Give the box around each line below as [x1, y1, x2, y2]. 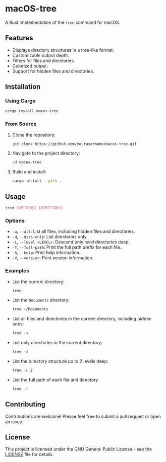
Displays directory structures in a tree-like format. [12, 47, 114, 53]
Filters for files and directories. [12, 58, 75, 64]
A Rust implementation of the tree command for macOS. [5, 19, 120, 25]
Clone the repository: [12, 132, 56, 138]
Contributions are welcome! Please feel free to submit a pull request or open [5, 413, 161, 419]
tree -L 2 [12, 368, 33, 373]
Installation [5, 82, 41, 91]
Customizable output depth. [12, 52, 69, 58]
